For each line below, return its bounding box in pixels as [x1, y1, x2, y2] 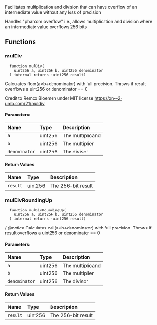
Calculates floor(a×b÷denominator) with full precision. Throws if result [5, 80, 146, 87]
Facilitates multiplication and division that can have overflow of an [5, 4, 137, 10]
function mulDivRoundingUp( [9, 208, 67, 213]
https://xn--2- [94, 95, 122, 101]
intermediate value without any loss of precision [5, 9, 101, 15]
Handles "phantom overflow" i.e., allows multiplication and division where [5, 19, 153, 24]
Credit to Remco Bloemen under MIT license [5, 95, 94, 101]
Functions [5, 38, 36, 46]
